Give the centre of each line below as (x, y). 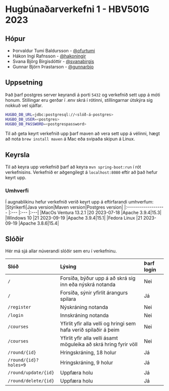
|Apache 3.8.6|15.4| (39, 223)
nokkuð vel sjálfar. (24, 105)
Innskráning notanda (84, 315)
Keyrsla (18, 155)
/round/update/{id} (31, 373)
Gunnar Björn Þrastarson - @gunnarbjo (53, 67)
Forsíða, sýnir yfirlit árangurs (94, 293)
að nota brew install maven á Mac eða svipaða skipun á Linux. (70, 139)
